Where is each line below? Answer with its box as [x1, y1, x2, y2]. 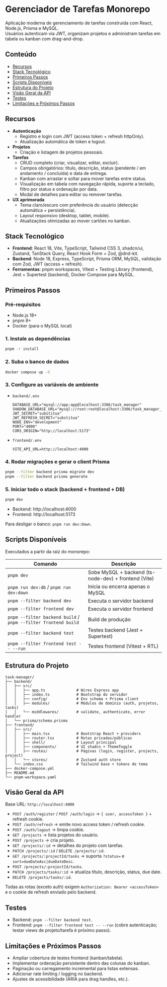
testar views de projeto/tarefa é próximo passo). [12, 927, 111, 933]
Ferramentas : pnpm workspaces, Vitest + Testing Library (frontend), [12, 266, 154, 272]
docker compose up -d [5, 369, 50, 375]
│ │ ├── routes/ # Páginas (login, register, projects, [5, 748, 159, 753]
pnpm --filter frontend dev [7, 606, 74, 612]
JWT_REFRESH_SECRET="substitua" [12, 415, 80, 420]
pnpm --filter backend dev [7, 598, 72, 603]
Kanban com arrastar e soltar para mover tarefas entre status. [19, 175, 147, 181]
